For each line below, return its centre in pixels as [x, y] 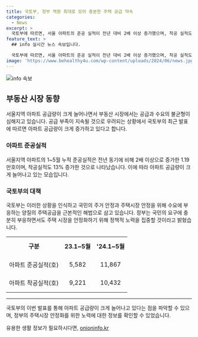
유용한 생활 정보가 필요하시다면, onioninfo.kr [57, 328]
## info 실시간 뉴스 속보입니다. [46, 45]
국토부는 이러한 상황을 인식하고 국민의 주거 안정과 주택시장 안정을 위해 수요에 [94, 205]
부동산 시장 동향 [33, 99]
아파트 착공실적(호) [34, 283]
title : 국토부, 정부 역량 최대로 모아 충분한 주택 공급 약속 [70, 12]
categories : [21, 17]
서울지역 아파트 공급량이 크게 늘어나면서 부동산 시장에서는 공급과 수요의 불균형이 [98, 114]
